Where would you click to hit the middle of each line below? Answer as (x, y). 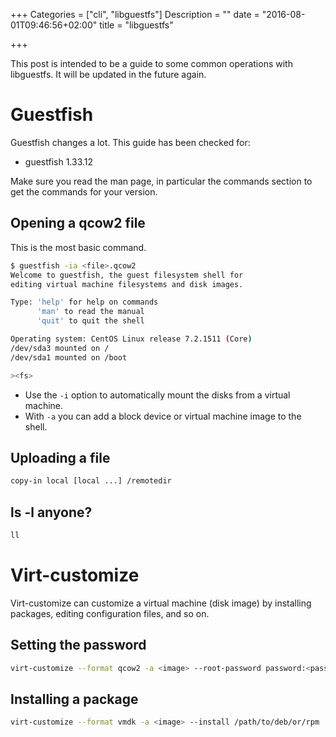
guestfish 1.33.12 (59, 161)
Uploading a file (60, 457)
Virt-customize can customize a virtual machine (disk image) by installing (161, 603)
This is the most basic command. (78, 247)
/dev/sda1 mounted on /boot (69, 357)
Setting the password (78, 645)
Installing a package (74, 699)
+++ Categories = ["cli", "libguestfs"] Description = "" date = (135, 14)
